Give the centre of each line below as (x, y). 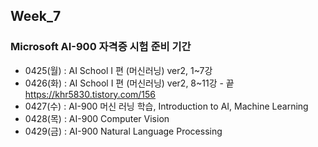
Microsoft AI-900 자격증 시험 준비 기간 (101, 47)
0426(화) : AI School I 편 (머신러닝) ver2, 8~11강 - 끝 (129, 83)
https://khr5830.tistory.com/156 (90, 94)
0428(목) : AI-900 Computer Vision (97, 118)
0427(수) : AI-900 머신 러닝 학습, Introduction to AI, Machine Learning (166, 106)
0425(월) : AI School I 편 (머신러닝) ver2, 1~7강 (118, 70)
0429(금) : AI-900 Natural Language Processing (123, 131)
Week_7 (36, 16)
